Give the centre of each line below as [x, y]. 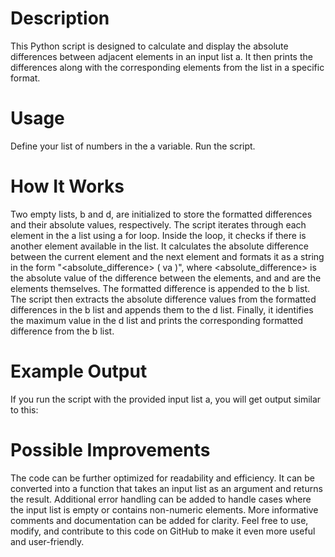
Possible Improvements [110, 449]
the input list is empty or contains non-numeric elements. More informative [164, 509]
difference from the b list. [62, 331]
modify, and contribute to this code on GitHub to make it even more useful [163, 531]
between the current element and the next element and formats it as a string [167, 256]
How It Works [67, 186]
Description [60, 18]
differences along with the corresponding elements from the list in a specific [167, 67]
